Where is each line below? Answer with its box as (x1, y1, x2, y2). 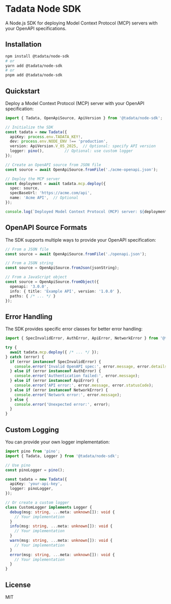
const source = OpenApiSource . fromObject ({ (5, 279, 99, 284)
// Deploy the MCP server (5, 176, 60, 181)
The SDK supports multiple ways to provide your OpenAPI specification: (5, 237, 156, 243)
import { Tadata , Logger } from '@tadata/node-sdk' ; (5, 453, 120, 459)
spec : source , (10, 186, 40, 191)
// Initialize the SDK (5, 124, 53, 130)
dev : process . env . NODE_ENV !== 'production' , (10, 139, 108, 144)
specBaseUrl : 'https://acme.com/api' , (10, 191, 93, 196)
